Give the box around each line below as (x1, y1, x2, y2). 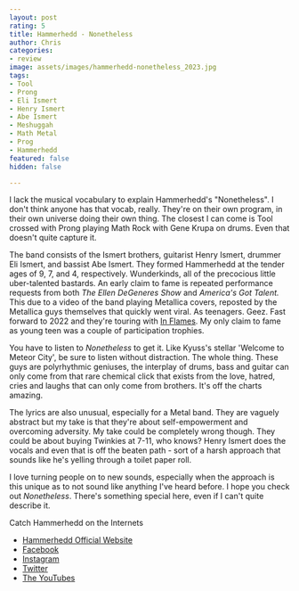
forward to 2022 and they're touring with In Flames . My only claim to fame (9, 316, 282, 326)
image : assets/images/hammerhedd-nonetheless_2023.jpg (9, 63, 217, 72)
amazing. (9, 390, 43, 401)
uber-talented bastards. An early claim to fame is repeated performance (9, 278, 273, 289)
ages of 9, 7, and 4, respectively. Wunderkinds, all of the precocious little (9, 268, 276, 279)
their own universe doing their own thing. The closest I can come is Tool (9, 213, 273, 224)
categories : (9, 46, 53, 55)
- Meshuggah (9, 121, 53, 130)
